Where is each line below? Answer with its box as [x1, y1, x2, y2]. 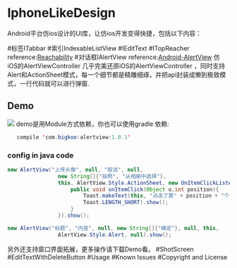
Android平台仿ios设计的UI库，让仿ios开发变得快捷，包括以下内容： [7, 29, 202, 37]
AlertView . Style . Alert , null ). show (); [57, 231, 172, 238]
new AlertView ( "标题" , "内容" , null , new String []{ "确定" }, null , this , [7, 224, 219, 231]
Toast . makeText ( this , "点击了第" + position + [83, 192, 219, 200]
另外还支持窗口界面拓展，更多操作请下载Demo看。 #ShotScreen [7, 245, 194, 253]
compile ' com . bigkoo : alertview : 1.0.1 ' [16, 134, 131, 141]
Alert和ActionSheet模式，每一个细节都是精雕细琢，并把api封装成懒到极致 [7, 70, 220, 79]
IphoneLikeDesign [7, 5, 116, 21]
